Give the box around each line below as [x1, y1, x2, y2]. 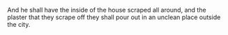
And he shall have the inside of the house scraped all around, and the [7, 6, 207, 14]
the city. [7, 21, 31, 28]
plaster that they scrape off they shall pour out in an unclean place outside [7, 13, 221, 21]
